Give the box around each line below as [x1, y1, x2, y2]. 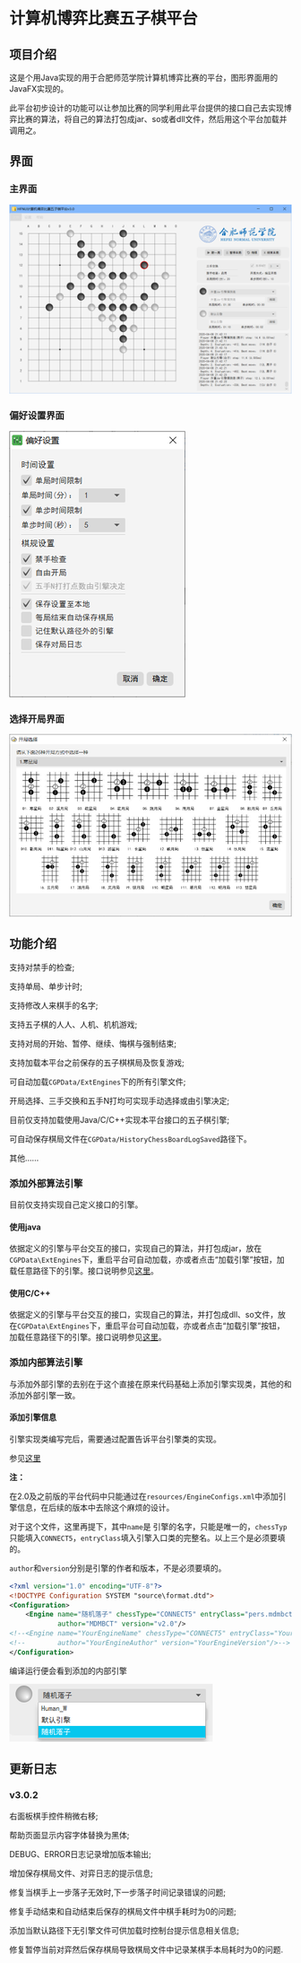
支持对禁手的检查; [9, 961, 75, 972]
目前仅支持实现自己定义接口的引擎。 [9, 1199, 143, 1210]
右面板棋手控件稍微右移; [9, 1810, 99, 1821]
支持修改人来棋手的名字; [9, 1000, 99, 1011]
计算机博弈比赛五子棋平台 [9, 8, 199, 29]
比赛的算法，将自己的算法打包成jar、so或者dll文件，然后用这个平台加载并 [16, 114, 288, 124]
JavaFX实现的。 [9, 83, 69, 94]
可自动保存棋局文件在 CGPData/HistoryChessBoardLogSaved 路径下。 [9, 1133, 253, 1144]
